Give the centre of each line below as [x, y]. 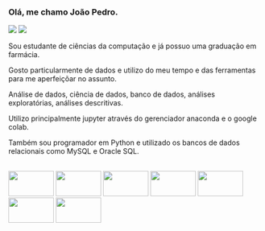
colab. [19, 127]
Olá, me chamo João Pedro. [63, 12]
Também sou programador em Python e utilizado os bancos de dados [124, 142]
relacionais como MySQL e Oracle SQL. [74, 151]
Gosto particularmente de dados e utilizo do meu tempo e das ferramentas [132, 70]
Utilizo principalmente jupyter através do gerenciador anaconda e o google [133, 118]
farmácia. [24, 55]
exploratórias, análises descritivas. [66, 103]
